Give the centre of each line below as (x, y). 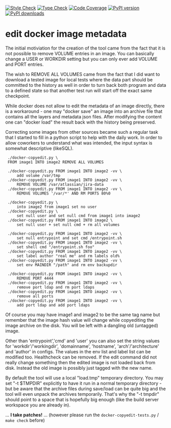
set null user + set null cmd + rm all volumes (68, 225)
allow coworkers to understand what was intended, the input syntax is (79, 142)
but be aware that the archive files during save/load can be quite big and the (86, 389)
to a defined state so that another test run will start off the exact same (79, 90)
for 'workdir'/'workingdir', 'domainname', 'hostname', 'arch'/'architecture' (82, 346)
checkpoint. (18, 96)
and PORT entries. (25, 64)
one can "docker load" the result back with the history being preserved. (81, 122)
